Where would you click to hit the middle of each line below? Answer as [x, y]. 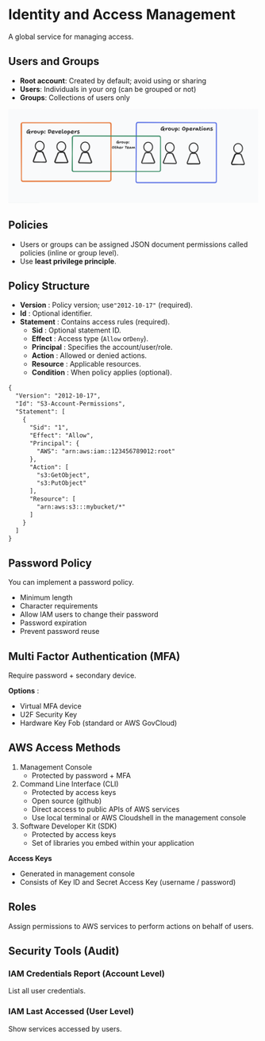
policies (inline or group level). [69, 252]
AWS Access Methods [65, 748]
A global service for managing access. [71, 36]
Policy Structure [49, 286]
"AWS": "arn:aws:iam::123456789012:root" [106, 451]
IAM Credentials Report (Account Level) [86, 974]
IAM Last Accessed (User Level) [71, 1012]
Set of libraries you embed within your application [113, 843]
